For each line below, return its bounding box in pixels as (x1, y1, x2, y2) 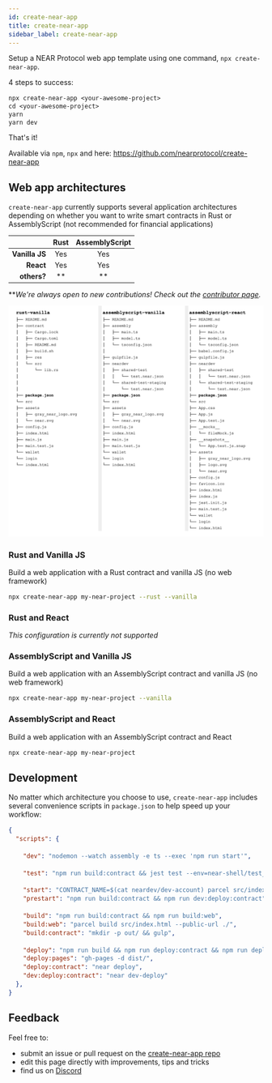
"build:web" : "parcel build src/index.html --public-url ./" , (23, 920, 237, 928)
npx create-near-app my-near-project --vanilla (8, 694, 172, 702)
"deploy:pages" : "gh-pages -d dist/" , (23, 954, 154, 963)
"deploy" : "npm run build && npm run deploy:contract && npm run (23, 946, 249, 954)
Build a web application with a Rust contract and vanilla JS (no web (8, 568, 232, 577)
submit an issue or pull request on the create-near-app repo (19, 1048, 221, 1058)
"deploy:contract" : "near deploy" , (23, 963, 143, 971)
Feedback (8, 1011, 60, 1025)
